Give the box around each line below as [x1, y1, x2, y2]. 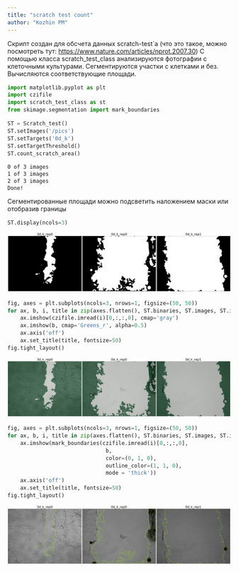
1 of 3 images [7, 171, 50, 178]
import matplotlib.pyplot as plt [7, 84, 106, 91]
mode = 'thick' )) [105, 470, 157, 477]
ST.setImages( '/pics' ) [7, 128, 74, 135]
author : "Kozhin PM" [7, 18, 69, 26]
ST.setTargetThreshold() [7, 142, 81, 149]
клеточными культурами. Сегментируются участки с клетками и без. [7, 62, 219, 70]
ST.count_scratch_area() [7, 149, 81, 157]
